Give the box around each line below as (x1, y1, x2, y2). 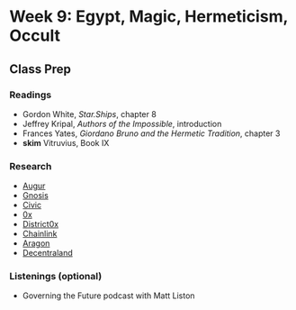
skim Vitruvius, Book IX (22, 137, 110, 148)
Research (9, 160, 52, 172)
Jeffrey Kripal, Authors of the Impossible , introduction (22, 118, 222, 129)
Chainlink (22, 228, 58, 240)
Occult (9, 25, 61, 46)
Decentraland (22, 248, 74, 259)
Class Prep (9, 61, 72, 77)
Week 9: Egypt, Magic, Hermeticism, (9, 6, 288, 27)
